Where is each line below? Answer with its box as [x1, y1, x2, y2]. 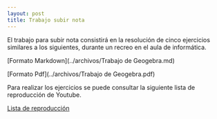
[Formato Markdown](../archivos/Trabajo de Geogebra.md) [7, 56, 175, 64]
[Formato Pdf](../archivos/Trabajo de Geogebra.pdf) [7, 70, 155, 78]
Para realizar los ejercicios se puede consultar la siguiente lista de [7, 83, 196, 91]
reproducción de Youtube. [7, 91, 82, 99]
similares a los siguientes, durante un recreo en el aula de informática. [7, 43, 207, 51]
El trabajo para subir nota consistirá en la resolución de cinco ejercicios [7, 35, 211, 44]
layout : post [7, 10, 45, 17]
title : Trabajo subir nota [7, 17, 85, 24]
